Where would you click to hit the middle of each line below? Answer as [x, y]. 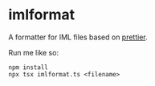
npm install [28, 67]
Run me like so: [33, 52]
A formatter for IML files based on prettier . [78, 37]
